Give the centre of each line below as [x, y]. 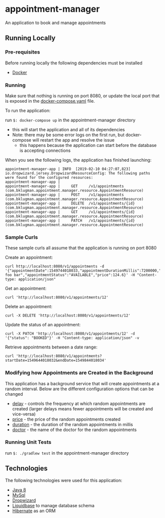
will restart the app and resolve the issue [73, 140]
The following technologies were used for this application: [64, 480]
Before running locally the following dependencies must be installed [74, 63]
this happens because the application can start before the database [88, 145]
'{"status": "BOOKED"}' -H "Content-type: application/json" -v [72, 338]
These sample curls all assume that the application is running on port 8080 [81, 248]
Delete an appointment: [29, 307]
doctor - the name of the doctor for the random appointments [74, 430]
